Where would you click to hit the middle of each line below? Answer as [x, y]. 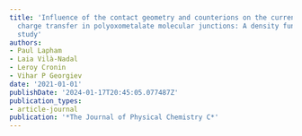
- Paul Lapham [36, 51]
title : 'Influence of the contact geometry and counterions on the [138, 17]
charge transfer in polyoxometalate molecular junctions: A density [148, 26]
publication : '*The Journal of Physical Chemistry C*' [114, 117]
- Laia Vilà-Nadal [44, 59]
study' [30, 34]
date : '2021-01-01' [46, 84]
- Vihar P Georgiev [46, 76]
